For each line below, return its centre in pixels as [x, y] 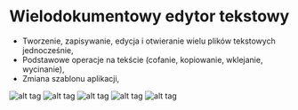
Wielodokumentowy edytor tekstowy [149, 16]
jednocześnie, [48, 50]
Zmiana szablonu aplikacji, [71, 78]
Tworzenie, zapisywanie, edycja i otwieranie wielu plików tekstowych [149, 41]
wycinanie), [43, 69]
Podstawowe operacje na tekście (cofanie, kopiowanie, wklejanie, [142, 59]
